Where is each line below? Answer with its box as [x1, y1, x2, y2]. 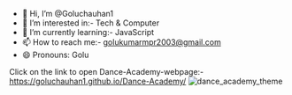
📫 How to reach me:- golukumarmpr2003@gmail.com [21, 37, 221, 47]
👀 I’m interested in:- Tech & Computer [21, 18, 160, 28]
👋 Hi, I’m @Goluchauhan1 [21, 9, 114, 18]
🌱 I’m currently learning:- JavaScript [21, 27, 155, 37]
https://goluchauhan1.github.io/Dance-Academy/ [9, 76, 187, 86]
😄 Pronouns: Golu [21, 49, 89, 60]
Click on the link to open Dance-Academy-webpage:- [9, 67, 204, 77]
